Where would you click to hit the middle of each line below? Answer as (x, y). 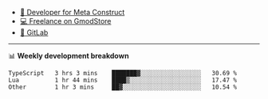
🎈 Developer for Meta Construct (72, 12)
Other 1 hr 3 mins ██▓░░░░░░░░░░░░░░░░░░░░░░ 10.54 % (123, 87)
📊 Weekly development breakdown (69, 56)
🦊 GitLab (34, 32)
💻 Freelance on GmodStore (65, 21)
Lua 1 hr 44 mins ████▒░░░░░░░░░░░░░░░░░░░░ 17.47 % (123, 80)
